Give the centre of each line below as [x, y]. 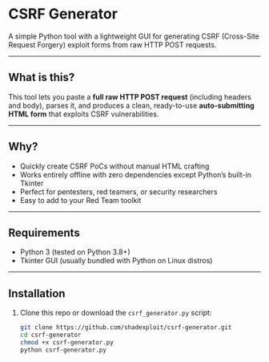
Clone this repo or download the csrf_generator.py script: [116, 313]
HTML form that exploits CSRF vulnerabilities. [84, 114]
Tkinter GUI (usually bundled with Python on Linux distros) [116, 261]
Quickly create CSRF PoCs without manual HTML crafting [114, 166]
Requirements [44, 232]
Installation [37, 293]
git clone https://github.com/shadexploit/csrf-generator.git [126, 327]
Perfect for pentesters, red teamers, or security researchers [118, 191]
